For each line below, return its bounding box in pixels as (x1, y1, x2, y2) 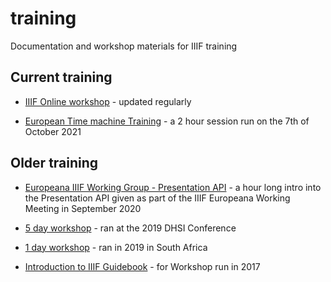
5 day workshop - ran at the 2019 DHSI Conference (24, 222, 237, 234)
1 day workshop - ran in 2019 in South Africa (24, 241, 208, 253)
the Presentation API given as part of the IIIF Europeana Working (24, 192, 291, 204)
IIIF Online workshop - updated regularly (24, 95, 192, 107)
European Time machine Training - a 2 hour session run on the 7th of (24, 115, 310, 127)
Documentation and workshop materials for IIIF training (10, 40, 238, 52)
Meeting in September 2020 (24, 202, 142, 214)
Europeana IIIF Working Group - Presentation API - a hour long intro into (24, 181, 322, 193)
